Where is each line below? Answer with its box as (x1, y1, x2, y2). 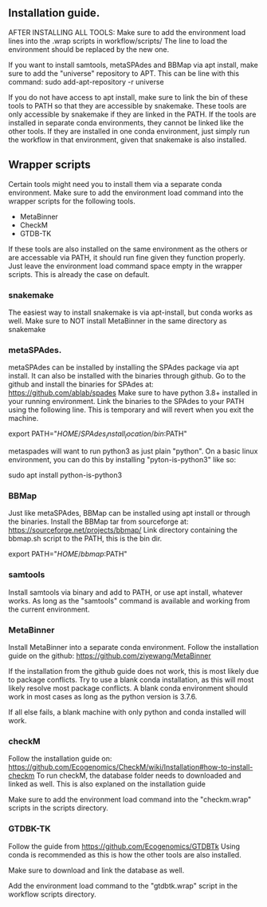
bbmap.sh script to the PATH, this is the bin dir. (8, 534, 163, 544)
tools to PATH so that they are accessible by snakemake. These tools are (8, 101, 247, 110)
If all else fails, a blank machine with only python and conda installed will (8, 707, 246, 717)
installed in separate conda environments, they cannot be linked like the (8, 117, 245, 127)
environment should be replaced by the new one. (8, 44, 170, 54)
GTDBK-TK (8, 823, 51, 834)
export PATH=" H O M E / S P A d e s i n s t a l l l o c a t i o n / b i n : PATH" (8, 429, 187, 441)
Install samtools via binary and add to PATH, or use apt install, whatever (8, 587, 243, 597)
